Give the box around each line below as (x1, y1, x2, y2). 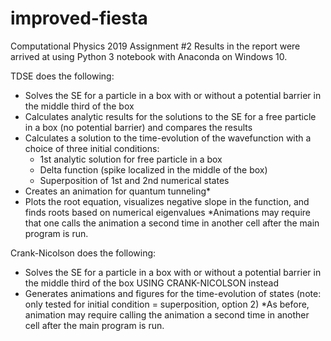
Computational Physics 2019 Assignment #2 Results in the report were (10, 40, 301, 52)
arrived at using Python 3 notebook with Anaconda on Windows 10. (10, 50, 288, 62)
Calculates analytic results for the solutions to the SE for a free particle (24, 110, 317, 122)
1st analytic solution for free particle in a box (39, 153, 223, 165)
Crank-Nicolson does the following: (10, 247, 157, 259)
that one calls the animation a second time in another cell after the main (24, 217, 320, 229)
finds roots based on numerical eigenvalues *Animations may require (24, 206, 311, 218)
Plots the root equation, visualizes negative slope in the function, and (24, 195, 310, 207)
